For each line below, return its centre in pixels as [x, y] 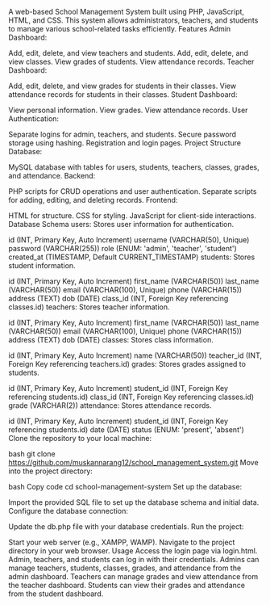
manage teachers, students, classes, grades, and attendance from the [125, 568]
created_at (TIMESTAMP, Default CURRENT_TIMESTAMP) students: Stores [132, 257]
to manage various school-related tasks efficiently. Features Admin [120, 29]
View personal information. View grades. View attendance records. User [128, 110]
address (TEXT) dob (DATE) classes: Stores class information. [111, 340]
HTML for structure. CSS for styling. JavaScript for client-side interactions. [132, 216]
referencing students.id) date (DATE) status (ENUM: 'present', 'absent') [126, 430]
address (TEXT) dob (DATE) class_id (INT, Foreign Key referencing [118, 298]
